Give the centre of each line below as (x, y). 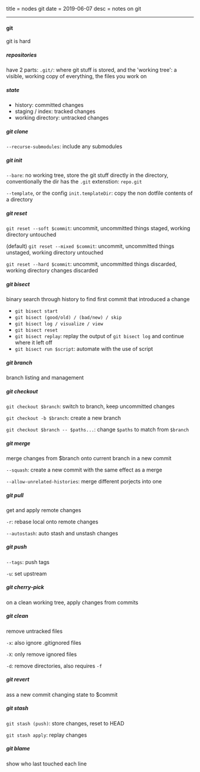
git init (14, 160)
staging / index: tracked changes (55, 111)
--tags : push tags (28, 562)
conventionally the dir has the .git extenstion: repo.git (74, 182)
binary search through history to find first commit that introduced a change (98, 299)
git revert (18, 679)
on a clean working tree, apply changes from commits (72, 602)
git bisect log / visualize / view (59, 324)
